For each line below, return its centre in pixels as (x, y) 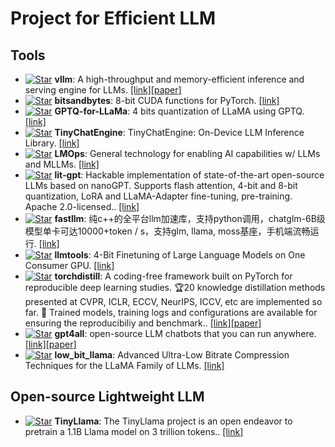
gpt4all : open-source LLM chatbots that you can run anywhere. (185, 333)
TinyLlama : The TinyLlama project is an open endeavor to (173, 421)
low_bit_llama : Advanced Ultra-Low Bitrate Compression (172, 355)
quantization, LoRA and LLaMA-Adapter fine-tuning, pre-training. (158, 196)
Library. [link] (52, 143)
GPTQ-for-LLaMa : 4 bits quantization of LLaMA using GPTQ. (179, 111)
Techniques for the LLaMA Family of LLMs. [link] (124, 365)
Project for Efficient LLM (113, 18)
